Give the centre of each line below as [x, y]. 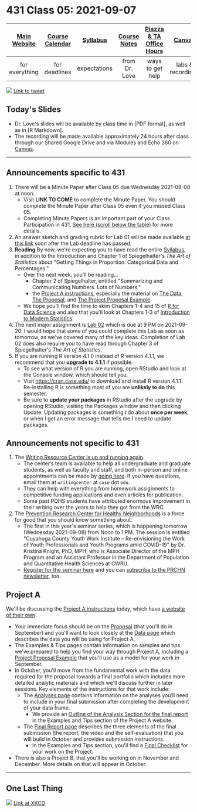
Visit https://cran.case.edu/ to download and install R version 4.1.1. [103, 381]
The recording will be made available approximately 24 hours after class [102, 136]
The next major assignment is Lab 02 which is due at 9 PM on [89, 324]
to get [154, 68]
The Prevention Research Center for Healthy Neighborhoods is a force [99, 513]
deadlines [58, 72]
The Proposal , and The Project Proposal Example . [92, 299]
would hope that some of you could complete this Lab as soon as [106, 331]
